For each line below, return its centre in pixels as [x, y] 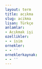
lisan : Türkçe [19, 23]
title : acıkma [19, 14]
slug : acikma [18, 18]
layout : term [18, 9]
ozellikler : [17, 37]
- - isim [14, 41]
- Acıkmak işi [19, 32]
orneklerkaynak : [21, 55]
